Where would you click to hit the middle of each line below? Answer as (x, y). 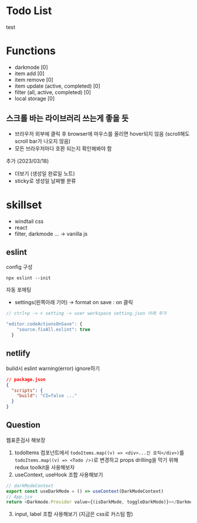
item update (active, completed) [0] (57, 86)
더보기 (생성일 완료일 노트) (45, 173)
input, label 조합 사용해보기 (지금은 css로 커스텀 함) (74, 514)
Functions (31, 51)
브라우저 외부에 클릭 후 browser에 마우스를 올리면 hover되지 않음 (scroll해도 (102, 134)
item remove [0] (34, 79)
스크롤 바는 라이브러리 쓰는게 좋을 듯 (67, 119)
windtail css (29, 221)
